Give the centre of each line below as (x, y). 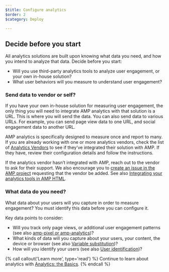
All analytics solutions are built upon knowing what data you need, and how (83, 56)
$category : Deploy (24, 19)
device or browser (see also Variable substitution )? (65, 243)
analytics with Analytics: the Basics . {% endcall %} (58, 264)
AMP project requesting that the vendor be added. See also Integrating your (84, 173)
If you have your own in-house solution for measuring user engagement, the (84, 106)
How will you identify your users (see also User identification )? (77, 249)
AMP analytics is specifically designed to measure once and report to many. (84, 137)
